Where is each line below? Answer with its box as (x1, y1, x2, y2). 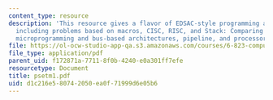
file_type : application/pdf (8, 49, 104, 57)
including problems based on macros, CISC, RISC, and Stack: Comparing (15, 27, 264, 35)
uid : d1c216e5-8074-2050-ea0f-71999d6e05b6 (8, 79, 158, 87)
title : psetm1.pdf (8, 72, 71, 80)
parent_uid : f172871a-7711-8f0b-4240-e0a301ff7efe (8, 57, 184, 65)
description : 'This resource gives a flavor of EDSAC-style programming (8, 19, 260, 27)
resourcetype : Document (8, 65, 89, 73)
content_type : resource (8, 11, 89, 20)
